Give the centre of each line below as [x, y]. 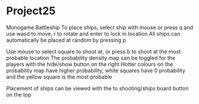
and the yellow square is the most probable [59, 77]
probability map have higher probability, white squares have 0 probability [96, 70]
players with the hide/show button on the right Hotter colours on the [90, 64]
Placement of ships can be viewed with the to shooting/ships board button [97, 88]
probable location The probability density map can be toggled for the [91, 58]
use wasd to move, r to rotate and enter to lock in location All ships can [93, 33]
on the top [19, 94]
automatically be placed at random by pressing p [66, 40]
